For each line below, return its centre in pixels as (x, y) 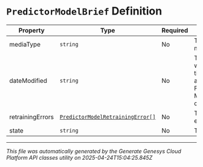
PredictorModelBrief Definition (84, 11)
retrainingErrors (32, 117)
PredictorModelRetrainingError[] (108, 117)
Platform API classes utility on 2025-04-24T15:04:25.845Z (79, 157)
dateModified (28, 80)
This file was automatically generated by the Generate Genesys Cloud (94, 151)
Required (175, 30)
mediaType (25, 44)
